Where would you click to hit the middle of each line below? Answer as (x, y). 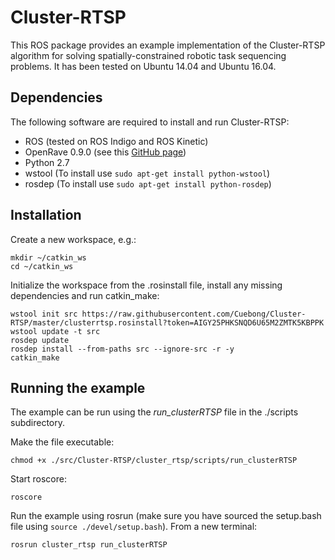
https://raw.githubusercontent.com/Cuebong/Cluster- (194, 314)
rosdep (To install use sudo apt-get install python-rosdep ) (148, 183)
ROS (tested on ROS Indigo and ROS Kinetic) (116, 141)
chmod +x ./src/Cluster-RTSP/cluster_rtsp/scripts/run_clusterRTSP (154, 461)
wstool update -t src (55, 331)
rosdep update (40, 340)
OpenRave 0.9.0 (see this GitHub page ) (105, 152)
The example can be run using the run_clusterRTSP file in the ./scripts (154, 412)
